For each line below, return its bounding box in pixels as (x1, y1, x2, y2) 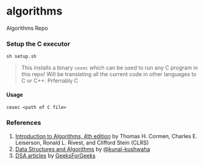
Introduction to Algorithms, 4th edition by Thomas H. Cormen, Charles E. (15, 132, 198, 139)
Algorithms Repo (6, 24, 49, 32)
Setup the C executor (6, 40, 71, 48)
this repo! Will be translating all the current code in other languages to (21, 71, 197, 78)
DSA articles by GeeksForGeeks (15, 152, 96, 159)
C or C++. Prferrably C (21, 77, 79, 85)
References (6, 119, 41, 127)
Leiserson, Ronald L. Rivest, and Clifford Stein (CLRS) (15, 139, 149, 146)
